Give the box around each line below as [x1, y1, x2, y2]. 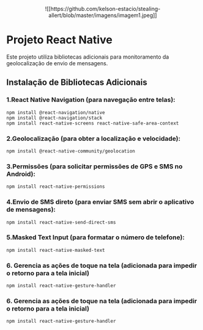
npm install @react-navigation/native [6, 109, 105, 115]
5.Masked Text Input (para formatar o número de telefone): [6, 233, 185, 242]
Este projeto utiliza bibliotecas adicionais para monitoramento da [6, 53, 169, 60]
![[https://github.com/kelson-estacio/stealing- [45, 5, 161, 12]
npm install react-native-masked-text [6, 247, 105, 253]
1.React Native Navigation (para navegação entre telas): [6, 96, 175, 104]
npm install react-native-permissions [6, 184, 105, 190]
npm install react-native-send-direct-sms [6, 219, 116, 225]
